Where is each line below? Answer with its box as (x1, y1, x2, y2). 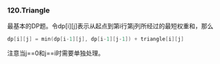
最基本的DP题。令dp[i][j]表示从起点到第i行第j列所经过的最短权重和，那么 (7, 22, 214, 30)
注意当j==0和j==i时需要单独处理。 (7, 49, 105, 57)
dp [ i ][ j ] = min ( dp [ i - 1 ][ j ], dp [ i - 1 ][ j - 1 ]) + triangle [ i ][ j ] (7, 36, 185, 43)
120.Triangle (7, 6, 51, 15)
